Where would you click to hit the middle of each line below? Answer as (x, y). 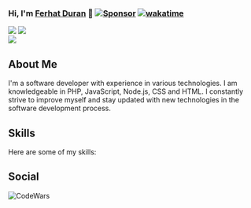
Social (24, 177)
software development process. (60, 108)
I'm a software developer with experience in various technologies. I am (123, 84)
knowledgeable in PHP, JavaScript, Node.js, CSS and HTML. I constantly (126, 91)
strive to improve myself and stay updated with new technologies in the (124, 100)
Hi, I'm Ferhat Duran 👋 (51, 13)
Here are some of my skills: (52, 152)
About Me (33, 64)
